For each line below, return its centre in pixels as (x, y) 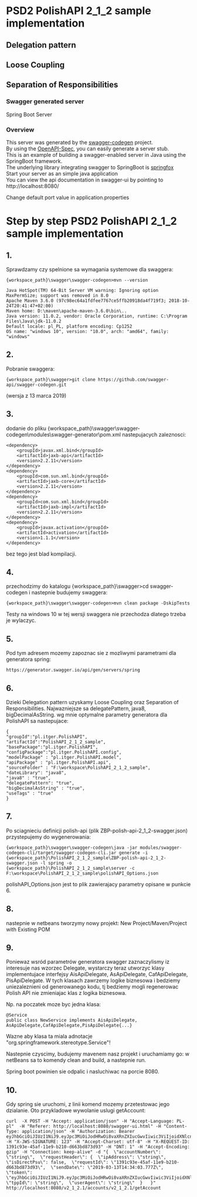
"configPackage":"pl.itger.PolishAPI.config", (64, 752)
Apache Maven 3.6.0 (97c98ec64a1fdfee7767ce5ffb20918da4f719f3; (86, 301)
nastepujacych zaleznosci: (154, 434)
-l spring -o (56, 863)
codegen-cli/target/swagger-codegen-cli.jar (61, 853)
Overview (20, 129)
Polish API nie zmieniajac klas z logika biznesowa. (67, 993)
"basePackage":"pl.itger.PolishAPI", (52, 747)
